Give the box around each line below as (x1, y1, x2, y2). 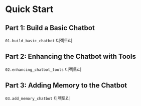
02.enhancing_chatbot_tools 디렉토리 (5, 66, 81, 72)
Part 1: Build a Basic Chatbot (5, 24, 95, 32)
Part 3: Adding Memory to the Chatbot (5, 81, 127, 90)
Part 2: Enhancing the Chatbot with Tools (5, 52, 136, 61)
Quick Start (5, 4, 54, 15)
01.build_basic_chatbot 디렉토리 (5, 38, 72, 43)
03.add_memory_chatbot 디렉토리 (5, 95, 70, 101)
